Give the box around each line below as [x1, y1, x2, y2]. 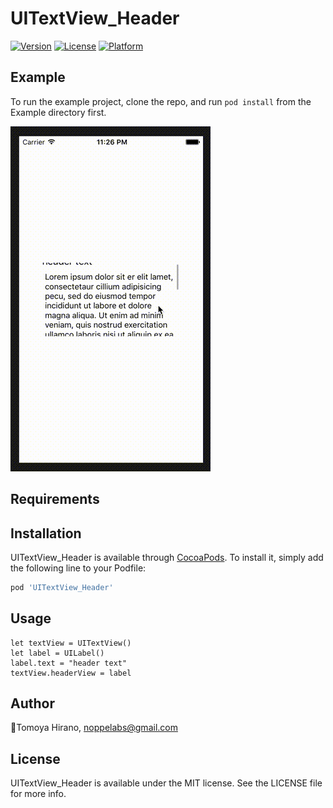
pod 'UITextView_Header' [10, 582, 114, 592]
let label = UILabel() [10, 648, 105, 658]
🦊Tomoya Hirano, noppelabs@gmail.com [10, 722, 178, 734]
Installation [10, 525, 82, 542]
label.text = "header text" [10, 658, 128, 668]
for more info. [10, 788, 67, 800]
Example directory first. [10, 106, 107, 118]
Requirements [10, 491, 100, 508]
